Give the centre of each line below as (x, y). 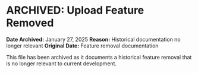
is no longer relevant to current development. (62, 64)
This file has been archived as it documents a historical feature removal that (99, 57)
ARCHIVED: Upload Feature (75, 10)
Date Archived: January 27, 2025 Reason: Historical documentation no (94, 39)
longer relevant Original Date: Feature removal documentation (82, 46)
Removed (30, 23)
